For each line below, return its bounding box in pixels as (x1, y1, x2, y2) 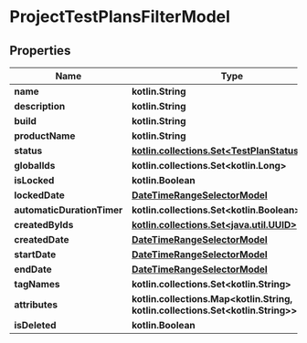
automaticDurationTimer (14, 203, 123, 216)
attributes (14, 298, 58, 311)
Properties (9, 43, 71, 58)
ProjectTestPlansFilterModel (9, 6, 231, 27)
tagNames (14, 278, 60, 290)
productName (14, 130, 76, 142)
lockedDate (14, 189, 66, 202)
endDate (14, 263, 52, 275)
